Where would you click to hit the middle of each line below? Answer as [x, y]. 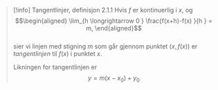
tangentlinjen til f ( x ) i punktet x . [57, 54]
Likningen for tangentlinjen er [55, 67]
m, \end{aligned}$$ [114, 28]
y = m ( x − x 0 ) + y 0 [114, 79]
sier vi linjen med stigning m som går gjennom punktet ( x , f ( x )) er [105, 46]
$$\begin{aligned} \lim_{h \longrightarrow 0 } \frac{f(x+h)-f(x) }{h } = [114, 21]
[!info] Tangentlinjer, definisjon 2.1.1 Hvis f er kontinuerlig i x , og [103, 10]
